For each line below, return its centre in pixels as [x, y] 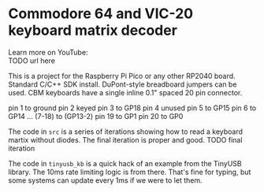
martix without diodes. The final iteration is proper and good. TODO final [125, 139]
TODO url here [32, 61]
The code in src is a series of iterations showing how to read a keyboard [125, 132]
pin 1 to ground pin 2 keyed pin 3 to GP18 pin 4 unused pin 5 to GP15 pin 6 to [132, 108]
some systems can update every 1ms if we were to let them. [105, 180]
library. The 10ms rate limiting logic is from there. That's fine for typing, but [130, 172]
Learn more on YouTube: [48, 52]
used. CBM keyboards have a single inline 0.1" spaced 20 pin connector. [125, 92]
